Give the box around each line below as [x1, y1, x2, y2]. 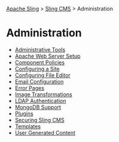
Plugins [14, 110, 34, 117]
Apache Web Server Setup [14, 52, 81, 60]
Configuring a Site [14, 65, 60, 72]
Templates [14, 123, 41, 130]
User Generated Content [14, 129, 76, 136]
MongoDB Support [14, 103, 62, 111]
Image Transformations [14, 90, 73, 98]
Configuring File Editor [14, 72, 71, 79]
